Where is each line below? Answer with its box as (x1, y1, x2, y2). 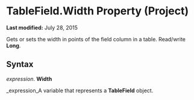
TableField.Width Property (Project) (6, 4, 189, 18)
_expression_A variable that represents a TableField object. (6, 87, 154, 94)
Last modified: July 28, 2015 (6, 24, 78, 31)
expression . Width (6, 75, 52, 82)
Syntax (6, 59, 34, 69)
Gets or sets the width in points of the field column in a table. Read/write (6, 35, 186, 43)
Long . (6, 42, 21, 49)
